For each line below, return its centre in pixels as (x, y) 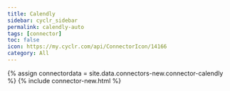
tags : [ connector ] (35, 34)
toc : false (23, 40)
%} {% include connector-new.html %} (64, 80)
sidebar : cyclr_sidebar (43, 20)
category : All (28, 54)
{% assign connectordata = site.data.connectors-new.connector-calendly (115, 73)
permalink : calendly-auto (46, 27)
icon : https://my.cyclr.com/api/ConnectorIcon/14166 (87, 47)
